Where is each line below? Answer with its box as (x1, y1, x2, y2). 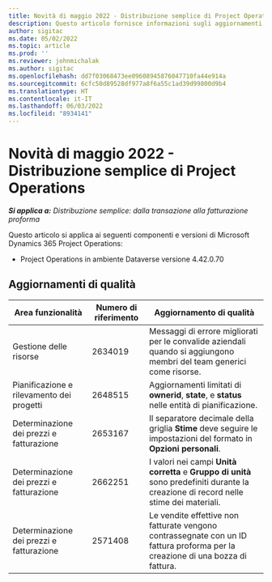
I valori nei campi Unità (148, 456, 237, 467)
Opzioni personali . (148, 443, 221, 454)
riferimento (94, 312, 139, 323)
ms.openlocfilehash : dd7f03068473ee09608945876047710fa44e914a (8, 72, 227, 80)
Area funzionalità (14, 307, 83, 318)
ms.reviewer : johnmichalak (8, 57, 100, 66)
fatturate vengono (148, 520, 218, 531)
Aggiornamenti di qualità (8, 278, 136, 291)
